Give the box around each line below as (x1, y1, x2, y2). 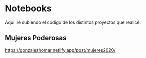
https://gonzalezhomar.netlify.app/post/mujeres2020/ (5, 47, 116, 53)
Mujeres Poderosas (5, 34, 67, 42)
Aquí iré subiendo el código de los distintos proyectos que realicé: (5, 19, 141, 25)
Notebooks (5, 3, 52, 14)
